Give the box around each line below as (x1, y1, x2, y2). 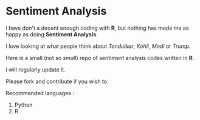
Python (14, 101, 33, 108)
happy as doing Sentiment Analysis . (5, 30, 98, 38)
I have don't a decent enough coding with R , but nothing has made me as (5, 24, 189, 32)
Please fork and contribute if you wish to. (5, 78, 109, 85)
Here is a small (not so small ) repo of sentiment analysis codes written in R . (5, 54, 195, 61)
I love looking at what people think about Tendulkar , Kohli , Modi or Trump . (5, 42, 191, 50)
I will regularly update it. (5, 65, 66, 73)
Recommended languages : (5, 89, 74, 96)
